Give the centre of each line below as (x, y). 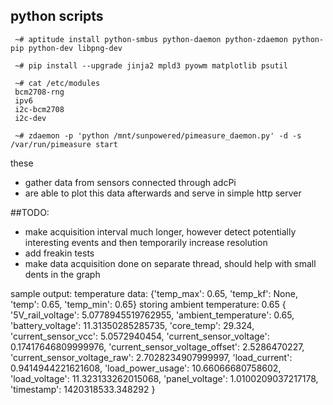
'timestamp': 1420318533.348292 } (83, 389)
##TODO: (30, 212)
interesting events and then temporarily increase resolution (146, 242)
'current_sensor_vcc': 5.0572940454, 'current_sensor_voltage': (140, 336)
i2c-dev (30, 118)
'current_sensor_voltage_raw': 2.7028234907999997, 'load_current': (151, 357)
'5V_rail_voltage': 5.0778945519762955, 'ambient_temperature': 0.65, (152, 315)
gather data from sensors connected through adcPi (130, 182)
